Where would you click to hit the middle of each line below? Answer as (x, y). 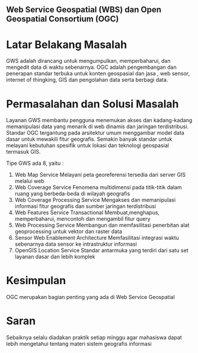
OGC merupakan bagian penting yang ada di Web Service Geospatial (90, 297)
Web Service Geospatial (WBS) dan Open (84, 10)
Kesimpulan (36, 281)
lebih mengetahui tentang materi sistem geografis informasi (79, 344)
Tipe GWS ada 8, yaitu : (35, 163)
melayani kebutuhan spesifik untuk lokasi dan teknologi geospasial (87, 145)
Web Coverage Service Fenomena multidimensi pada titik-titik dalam (98, 187)
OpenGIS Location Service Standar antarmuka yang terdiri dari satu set (101, 250)
